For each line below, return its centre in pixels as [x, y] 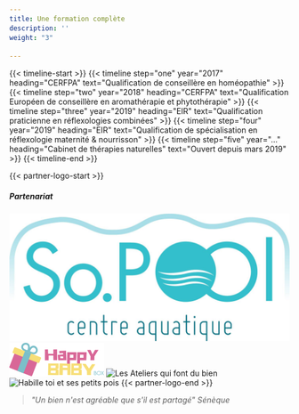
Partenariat [31, 196]
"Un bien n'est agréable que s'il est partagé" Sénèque [130, 400]
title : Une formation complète [67, 19]
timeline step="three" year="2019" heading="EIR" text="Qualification [136, 111]
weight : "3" [31, 37]
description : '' [39, 28]
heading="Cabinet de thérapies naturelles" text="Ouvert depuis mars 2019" [148, 149]
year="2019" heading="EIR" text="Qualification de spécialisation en [133, 130]
